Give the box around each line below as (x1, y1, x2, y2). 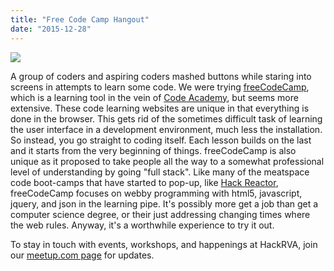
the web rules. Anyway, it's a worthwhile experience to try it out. (10, 219, 275, 231)
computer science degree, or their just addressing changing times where (10, 208, 311, 220)
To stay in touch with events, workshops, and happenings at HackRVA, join (10, 238, 318, 250)
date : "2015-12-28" (10, 24, 92, 34)
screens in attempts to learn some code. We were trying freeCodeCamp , (10, 81, 310, 93)
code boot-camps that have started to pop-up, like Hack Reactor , (10, 176, 279, 188)
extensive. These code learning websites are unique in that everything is (10, 102, 310, 114)
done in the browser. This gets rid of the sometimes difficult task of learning (10, 112, 323, 125)
